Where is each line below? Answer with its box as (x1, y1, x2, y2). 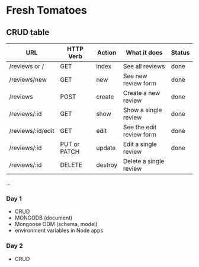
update (96, 144, 116, 152)
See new (123, 72, 147, 80)
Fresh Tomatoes (6, 4, 88, 17)
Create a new (123, 89, 161, 97)
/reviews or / (9, 62, 44, 70)
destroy (96, 161, 117, 169)
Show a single (123, 106, 162, 114)
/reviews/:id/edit (9, 127, 54, 135)
